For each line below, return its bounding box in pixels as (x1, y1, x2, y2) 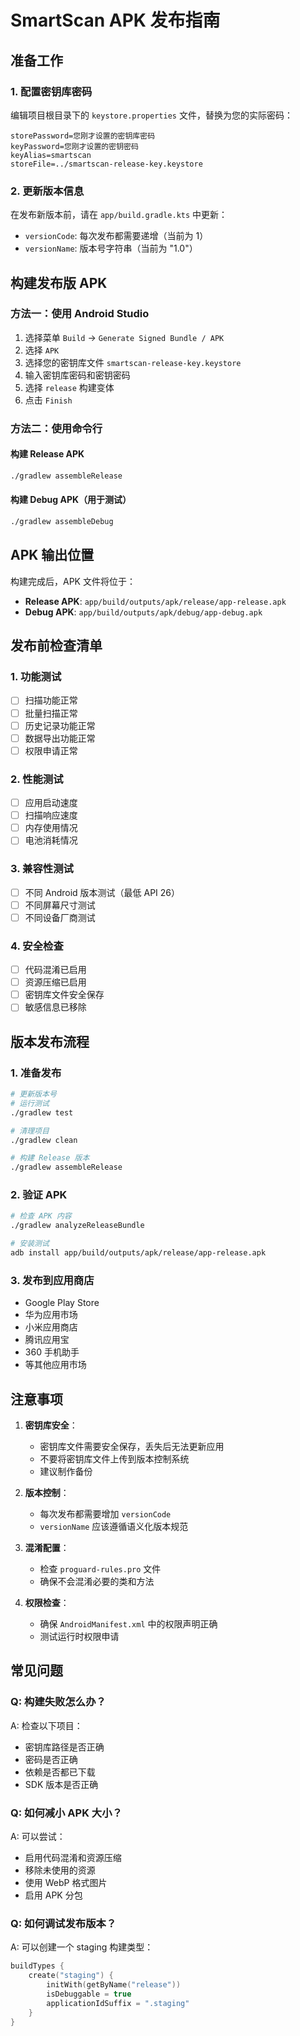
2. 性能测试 (10, 772, 64, 786)
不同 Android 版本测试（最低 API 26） (24, 886, 181, 898)
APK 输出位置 (10, 547, 95, 564)
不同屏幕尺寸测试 (24, 899, 96, 911)
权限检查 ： (24, 1597, 70, 1609)
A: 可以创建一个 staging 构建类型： (10, 1941, 154, 1953)
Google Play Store (24, 1297, 100, 1309)
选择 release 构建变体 (24, 381, 115, 393)
